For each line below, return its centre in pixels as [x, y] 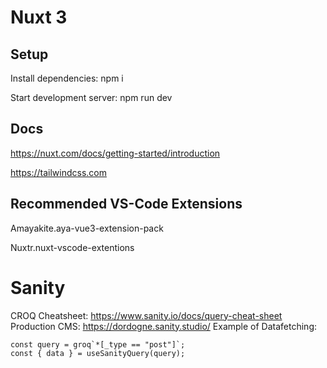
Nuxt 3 [39, 17]
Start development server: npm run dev [91, 97]
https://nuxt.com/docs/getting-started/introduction [115, 153]
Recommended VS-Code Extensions [126, 204]
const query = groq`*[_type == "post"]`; [98, 344]
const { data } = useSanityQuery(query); [98, 353]
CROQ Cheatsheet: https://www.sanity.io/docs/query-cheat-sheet [146, 315]
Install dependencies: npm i [67, 78]
